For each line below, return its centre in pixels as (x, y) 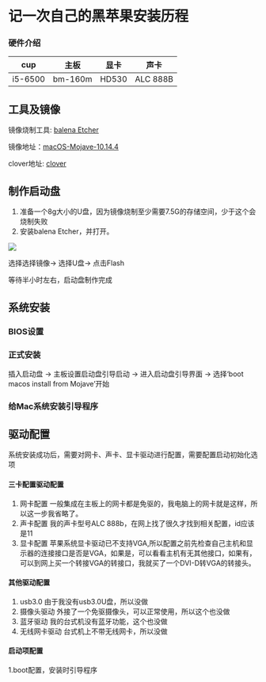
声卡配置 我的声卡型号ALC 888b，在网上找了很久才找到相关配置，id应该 (137, 523)
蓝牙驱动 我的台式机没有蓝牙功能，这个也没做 (93, 621)
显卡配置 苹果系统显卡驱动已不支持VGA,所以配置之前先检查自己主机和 (133, 543)
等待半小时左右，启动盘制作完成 (60, 280)
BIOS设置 (26, 332)
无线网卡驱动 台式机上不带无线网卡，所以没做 (93, 631)
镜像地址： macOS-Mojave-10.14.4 (63, 147)
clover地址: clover (38, 164)
